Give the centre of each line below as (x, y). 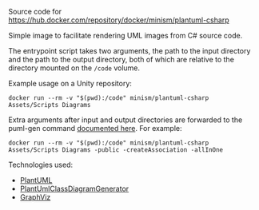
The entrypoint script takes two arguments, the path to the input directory (129, 51)
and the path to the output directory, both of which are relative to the (121, 59)
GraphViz (35, 197)
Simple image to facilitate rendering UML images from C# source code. (126, 36)
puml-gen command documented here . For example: (95, 128)
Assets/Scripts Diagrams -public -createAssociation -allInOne (116, 150)
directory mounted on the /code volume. (74, 68)
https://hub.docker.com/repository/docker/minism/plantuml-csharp (119, 20)
